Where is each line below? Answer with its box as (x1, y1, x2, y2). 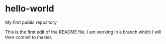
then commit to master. (5, 34, 53, 40)
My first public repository (5, 19, 57, 25)
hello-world (5, 3, 55, 14)
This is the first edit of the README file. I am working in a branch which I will (5, 29, 162, 35)
